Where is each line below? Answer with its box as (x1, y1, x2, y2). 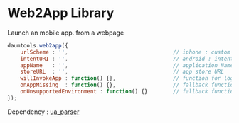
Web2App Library (7, 5, 115, 21)
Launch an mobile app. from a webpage (7, 28, 124, 37)
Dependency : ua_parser (7, 107, 80, 116)
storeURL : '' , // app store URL (20, 69, 224, 76)
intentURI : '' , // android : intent (20, 55, 234, 62)
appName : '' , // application (20, 61, 218, 69)
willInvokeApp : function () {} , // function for (20, 75, 221, 82)
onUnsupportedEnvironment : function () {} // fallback (20, 88, 208, 95)
